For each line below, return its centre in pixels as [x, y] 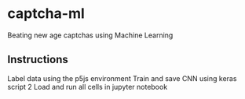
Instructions [38, 60]
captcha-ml [46, 14]
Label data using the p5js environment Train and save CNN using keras [122, 78]
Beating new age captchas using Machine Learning [90, 35]
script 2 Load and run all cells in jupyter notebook [88, 87]
